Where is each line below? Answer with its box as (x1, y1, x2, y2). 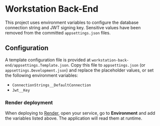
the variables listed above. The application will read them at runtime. (5, 115, 142, 121)
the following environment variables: (5, 72, 78, 78)
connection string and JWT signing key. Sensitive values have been (5, 24, 141, 30)
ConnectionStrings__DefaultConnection (12, 83, 91, 88)
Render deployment (5, 99, 53, 106)
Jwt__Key (12, 88, 30, 93)
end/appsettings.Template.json (5, 63, 69, 68)
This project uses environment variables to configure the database (5, 19, 139, 25)
